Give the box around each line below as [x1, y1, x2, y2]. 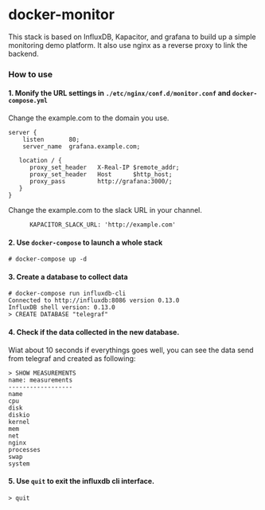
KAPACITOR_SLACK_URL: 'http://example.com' [29, 221, 177, 229]
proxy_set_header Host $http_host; [29, 171, 173, 178]
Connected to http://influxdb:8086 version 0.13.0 [8, 296, 180, 304]
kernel [8, 418, 30, 426]
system [8, 460, 30, 468]
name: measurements [8, 376, 73, 384]
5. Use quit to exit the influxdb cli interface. [8, 477, 155, 486]
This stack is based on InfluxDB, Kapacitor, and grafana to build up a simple [8, 32, 256, 41]
